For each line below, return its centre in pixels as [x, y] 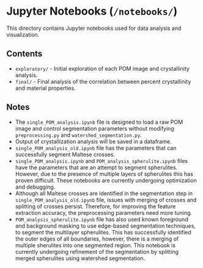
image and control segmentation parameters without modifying [94, 128]
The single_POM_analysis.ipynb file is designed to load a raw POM [99, 122]
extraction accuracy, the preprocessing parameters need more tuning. [104, 212]
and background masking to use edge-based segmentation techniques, [105, 226]
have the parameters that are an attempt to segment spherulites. [96, 167]
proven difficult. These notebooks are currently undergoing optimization [106, 180]
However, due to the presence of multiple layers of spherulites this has [104, 174]
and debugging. [35, 187]
